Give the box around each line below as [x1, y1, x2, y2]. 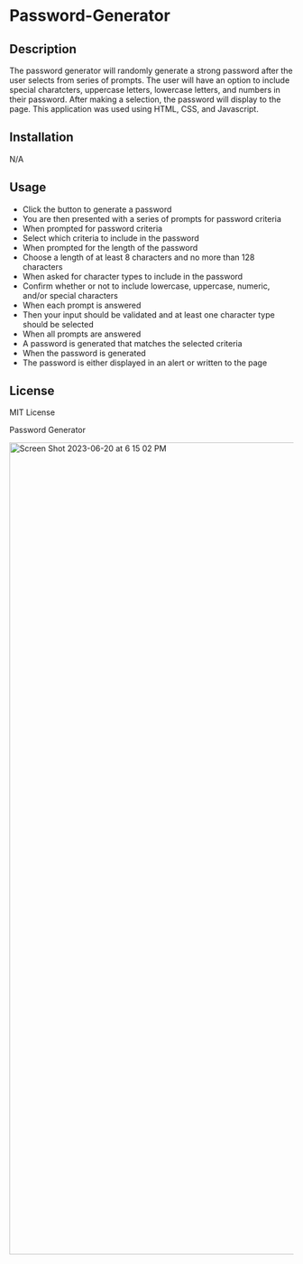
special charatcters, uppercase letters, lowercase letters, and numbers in [9, 85, 281, 95]
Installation [9, 130, 74, 145]
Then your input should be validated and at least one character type [22, 309, 275, 320]
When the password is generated [22, 347, 146, 358]
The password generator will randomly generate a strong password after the [9, 65, 293, 76]
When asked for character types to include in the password [22, 271, 243, 281]
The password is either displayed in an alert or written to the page [22, 357, 268, 368]
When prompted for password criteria [22, 223, 163, 234]
